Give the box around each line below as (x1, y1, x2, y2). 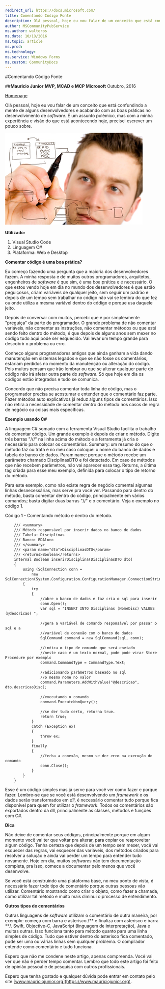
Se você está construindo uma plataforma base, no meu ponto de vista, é (5, 878, 154, 884)
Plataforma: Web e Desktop (12, 249, 68, 255)
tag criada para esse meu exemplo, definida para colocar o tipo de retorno (5, 467, 156, 473)
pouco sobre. (5, 123, 32, 129)
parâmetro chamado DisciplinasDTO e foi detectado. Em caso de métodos (5, 457, 155, 463)
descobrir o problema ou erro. (5, 341, 66, 347)
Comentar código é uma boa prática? (5, 259, 82, 265)
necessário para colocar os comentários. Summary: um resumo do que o (5, 441, 153, 447)
